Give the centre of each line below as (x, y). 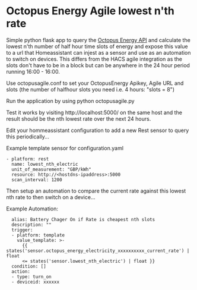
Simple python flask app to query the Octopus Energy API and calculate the (99, 40)
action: (21, 272)
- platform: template (38, 235)
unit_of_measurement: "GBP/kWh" (52, 169)
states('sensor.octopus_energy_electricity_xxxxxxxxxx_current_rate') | (98, 251)
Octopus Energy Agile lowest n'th (90, 11)
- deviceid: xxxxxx (36, 282)
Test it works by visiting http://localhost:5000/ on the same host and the (94, 112)
